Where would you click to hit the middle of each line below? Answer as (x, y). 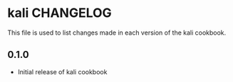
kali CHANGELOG (59, 13)
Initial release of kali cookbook (62, 71)
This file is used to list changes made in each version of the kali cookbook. (117, 33)
